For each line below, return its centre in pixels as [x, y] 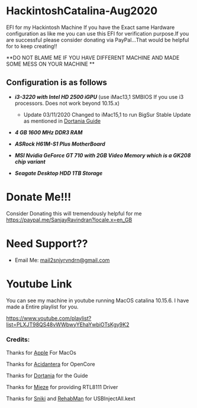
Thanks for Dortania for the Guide [47, 375]
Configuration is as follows [57, 83]
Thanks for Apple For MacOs [41, 352]
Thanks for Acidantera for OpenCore [51, 364]
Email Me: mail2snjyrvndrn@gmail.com [62, 260]
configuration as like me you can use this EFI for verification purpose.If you [98, 33]
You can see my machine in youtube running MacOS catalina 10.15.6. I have [98, 300]
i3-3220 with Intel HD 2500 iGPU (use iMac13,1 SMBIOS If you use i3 [99, 97]
